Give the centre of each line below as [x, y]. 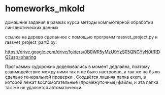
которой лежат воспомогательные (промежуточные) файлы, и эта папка [82, 82]
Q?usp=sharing [21, 57]
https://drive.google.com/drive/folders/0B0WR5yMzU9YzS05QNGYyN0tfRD [82, 52]
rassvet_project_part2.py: [31, 42]
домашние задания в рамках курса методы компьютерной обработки [79, 22]
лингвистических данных [32, 27]
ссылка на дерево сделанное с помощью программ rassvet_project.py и [81, 37]
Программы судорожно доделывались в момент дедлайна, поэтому [78, 66]
